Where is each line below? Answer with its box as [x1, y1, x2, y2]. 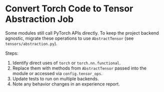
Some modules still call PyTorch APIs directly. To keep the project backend [5, 30, 159, 36]
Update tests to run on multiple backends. [12, 76, 99, 82]
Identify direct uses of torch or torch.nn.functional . [12, 60, 121, 66]
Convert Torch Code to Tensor [5, 3, 133, 14]
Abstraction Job [5, 13, 74, 25]
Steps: [5, 50, 18, 56]
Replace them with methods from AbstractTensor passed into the [12, 65, 146, 71]
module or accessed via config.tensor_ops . [12, 70, 102, 76]
